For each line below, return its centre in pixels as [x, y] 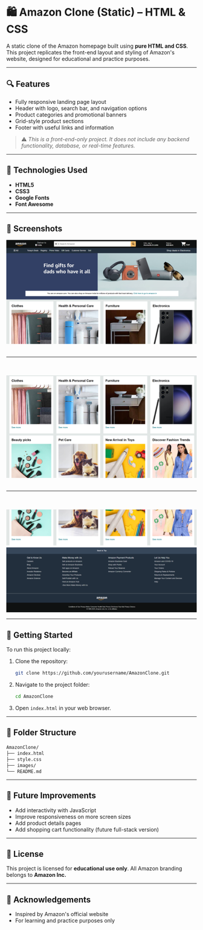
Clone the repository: [41, 661]
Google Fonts [32, 197]
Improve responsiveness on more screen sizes [73, 816]
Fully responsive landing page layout [61, 101]
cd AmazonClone [34, 697]
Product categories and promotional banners [71, 114]
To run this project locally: [39, 650]
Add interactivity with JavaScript [56, 810]
